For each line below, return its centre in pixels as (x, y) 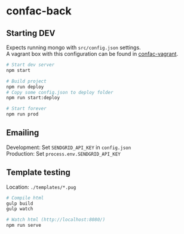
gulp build (20, 203)
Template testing (38, 173)
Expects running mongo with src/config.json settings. (74, 47)
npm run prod (22, 114)
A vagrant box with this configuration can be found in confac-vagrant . (92, 54)
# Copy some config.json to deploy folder (60, 92)
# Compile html (25, 198)
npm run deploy (25, 87)
